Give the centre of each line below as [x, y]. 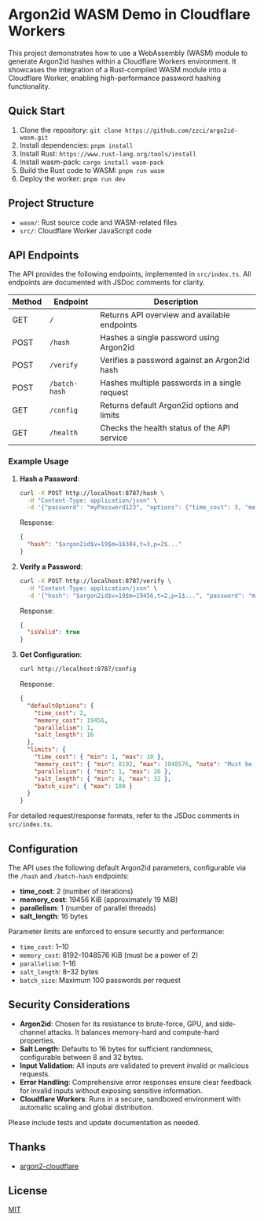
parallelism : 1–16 [48, 963]
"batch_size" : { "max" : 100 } [83, 786]
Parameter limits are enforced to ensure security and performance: [117, 931]
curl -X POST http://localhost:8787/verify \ [95, 581]
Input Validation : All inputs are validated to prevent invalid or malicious [134, 1065]
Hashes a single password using [160, 338]
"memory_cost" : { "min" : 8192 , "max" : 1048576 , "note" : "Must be [143, 764]
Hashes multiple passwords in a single [171, 383]
